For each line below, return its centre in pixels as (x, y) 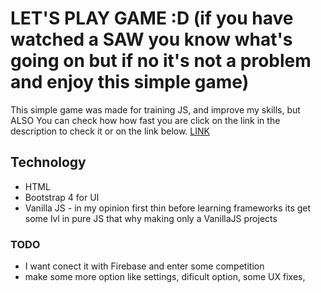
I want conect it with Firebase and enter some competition (144, 266)
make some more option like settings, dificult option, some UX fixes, (165, 277)
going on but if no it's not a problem (161, 61)
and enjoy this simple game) (130, 82)
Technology (48, 162)
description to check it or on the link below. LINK (110, 131)
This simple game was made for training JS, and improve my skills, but (155, 109)
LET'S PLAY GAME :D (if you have (152, 18)
